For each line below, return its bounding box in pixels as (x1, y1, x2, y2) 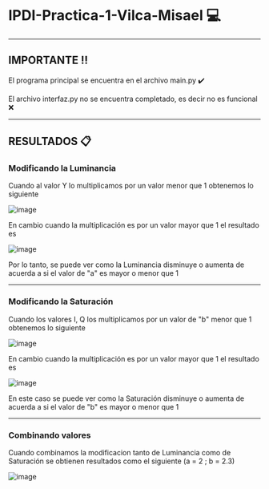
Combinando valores (8, 430, 91, 441)
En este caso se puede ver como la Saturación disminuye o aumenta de (8, 394, 245, 403)
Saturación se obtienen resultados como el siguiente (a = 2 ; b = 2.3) (8, 456, 235, 466)
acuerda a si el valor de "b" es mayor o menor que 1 (8, 402, 179, 411)
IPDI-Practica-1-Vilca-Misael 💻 (8, 6, 222, 25)
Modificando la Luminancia (8, 163, 116, 174)
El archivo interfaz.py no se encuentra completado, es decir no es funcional (8, 94, 258, 103)
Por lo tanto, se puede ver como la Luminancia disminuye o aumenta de (8, 260, 245, 269)
